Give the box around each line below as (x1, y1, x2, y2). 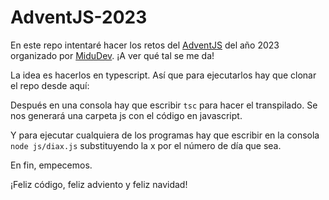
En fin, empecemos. (10, 159, 93, 171)
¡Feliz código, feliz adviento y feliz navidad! (10, 178, 188, 190)
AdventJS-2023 (10, 6, 148, 29)
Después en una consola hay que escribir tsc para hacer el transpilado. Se (10, 99, 318, 111)
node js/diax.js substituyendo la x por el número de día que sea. (10, 139, 282, 151)
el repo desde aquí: (10, 79, 90, 91)
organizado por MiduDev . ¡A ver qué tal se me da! (10, 49, 215, 61)
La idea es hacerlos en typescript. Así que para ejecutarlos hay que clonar (10, 69, 317, 81)
